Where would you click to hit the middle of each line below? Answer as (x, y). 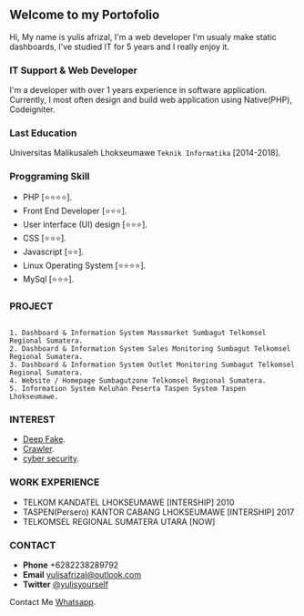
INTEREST (33, 419)
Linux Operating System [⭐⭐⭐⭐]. (84, 265)
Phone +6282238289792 (71, 565)
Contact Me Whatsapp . (53, 601)
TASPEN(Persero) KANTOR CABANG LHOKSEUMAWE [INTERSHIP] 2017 (158, 512)
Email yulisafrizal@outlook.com (82, 574)
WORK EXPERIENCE (55, 482)
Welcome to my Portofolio (85, 15)
